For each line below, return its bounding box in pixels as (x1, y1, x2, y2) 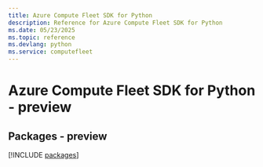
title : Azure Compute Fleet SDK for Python (8, 11, 153, 20)
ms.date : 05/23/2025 (8, 26, 76, 34)
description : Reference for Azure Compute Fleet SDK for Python (8, 19, 223, 27)
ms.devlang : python (8, 41, 72, 49)
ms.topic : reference (8, 33, 76, 42)
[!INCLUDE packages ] (8, 151, 79, 159)
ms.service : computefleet (8, 48, 93, 56)
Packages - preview (8, 129, 108, 143)
